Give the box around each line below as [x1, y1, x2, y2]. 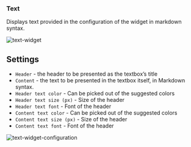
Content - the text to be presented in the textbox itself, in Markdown [15, 77, 186, 84]
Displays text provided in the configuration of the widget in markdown [6, 18, 182, 26]
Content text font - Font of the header [15, 122, 114, 129]
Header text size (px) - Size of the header [15, 96, 125, 104]
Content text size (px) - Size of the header [15, 116, 128, 123]
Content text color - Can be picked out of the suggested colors [15, 109, 178, 117]
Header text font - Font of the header [15, 102, 112, 110]
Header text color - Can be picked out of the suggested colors [15, 90, 175, 97]
